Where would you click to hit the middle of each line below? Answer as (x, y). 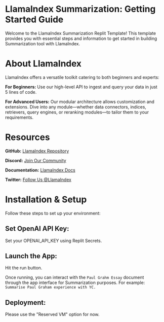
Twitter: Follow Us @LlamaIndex (38, 179)
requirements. (19, 117)
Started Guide (34, 19)
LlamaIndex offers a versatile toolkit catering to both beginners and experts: (82, 77)
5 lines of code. (21, 92)
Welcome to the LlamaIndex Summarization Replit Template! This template (81, 33)
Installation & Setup (46, 199)
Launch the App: (31, 256)
